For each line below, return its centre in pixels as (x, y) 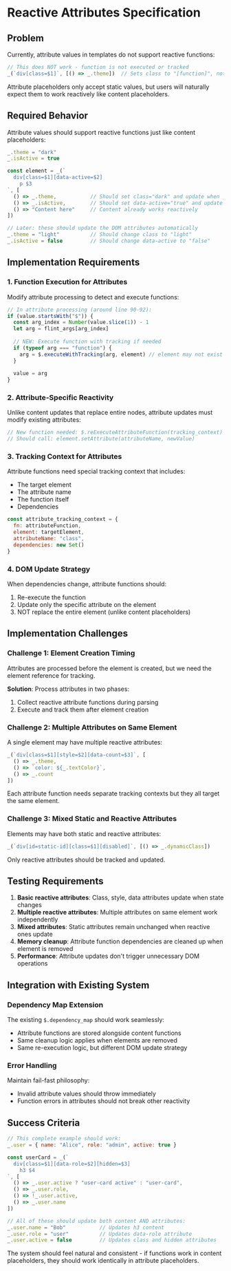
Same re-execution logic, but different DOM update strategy (102, 1048)
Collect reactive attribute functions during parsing (88, 702)
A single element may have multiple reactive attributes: (85, 742)
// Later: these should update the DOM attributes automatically (102, 228)
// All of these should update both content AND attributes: (97, 1221)
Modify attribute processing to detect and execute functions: (93, 297)
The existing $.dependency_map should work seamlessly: (86, 1020)
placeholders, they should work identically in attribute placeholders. (103, 1261)
